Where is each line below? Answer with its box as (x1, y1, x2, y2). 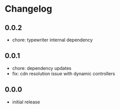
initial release (12, 99, 40, 105)
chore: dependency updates (12, 65, 72, 71)
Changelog (5, 3, 52, 15)
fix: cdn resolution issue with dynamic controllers (12, 70, 115, 76)
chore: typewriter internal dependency (12, 37, 93, 43)
